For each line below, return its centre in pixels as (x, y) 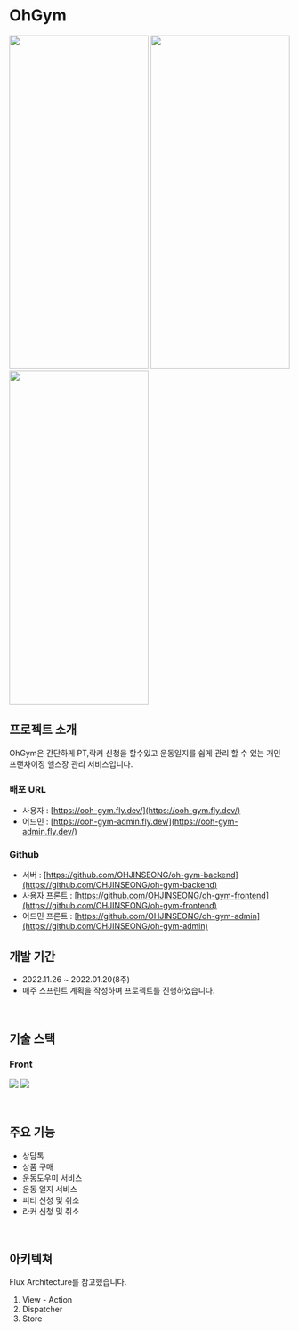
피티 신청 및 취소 (51, 1200)
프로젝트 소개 (43, 730)
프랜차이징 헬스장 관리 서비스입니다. (71, 764)
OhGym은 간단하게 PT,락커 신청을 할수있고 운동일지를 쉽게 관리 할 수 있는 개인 (145, 753)
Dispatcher (42, 1310)
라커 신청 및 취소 (51, 1211)
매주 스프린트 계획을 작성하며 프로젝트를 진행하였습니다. (118, 991)
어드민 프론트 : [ (50, 916)
